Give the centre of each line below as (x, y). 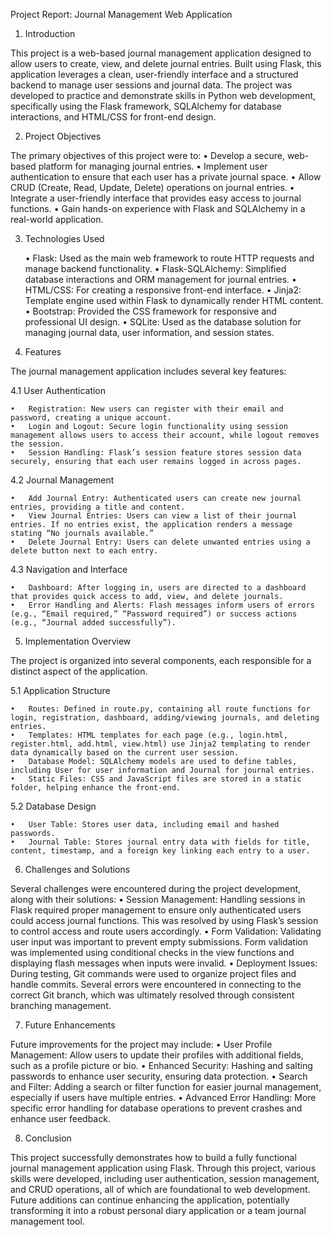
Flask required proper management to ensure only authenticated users (156, 910)
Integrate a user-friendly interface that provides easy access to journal (156, 198)
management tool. (47, 1221)
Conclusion (48, 1138)
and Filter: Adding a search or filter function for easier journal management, (166, 1087)
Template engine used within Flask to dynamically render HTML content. (174, 300)
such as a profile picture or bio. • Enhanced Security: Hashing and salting (161, 1065)
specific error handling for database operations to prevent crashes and (156, 1108)
